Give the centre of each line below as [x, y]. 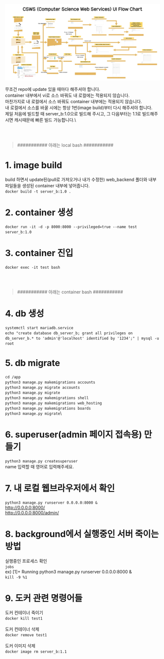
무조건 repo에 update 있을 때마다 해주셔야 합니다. [53, 89]
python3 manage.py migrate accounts [42, 387]
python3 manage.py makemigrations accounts [50, 382]
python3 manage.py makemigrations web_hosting [54, 403]
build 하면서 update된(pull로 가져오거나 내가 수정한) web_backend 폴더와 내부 [81, 179]
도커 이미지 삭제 [20, 646]
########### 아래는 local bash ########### [65, 145]
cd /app [13, 377]
